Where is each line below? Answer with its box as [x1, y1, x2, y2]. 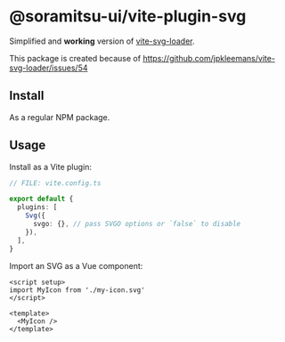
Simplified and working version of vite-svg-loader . [9, 36, 195, 46]
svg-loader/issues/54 [9, 62, 88, 73]
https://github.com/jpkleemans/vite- [142, 53, 276, 63]
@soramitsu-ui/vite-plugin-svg [9, 6, 247, 27]
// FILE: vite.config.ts [9, 178, 102, 188]
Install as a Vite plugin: [9, 161, 92, 172]
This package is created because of [9, 53, 141, 63]
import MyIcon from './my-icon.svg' [9, 285, 145, 295]
